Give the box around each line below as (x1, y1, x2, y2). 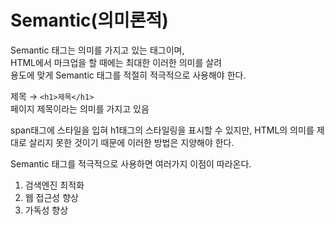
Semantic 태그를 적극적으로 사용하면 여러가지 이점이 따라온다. (10, 157, 252, 170)
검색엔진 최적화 (24, 179, 85, 191)
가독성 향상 (24, 204, 69, 216)
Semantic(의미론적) (10, 9, 169, 32)
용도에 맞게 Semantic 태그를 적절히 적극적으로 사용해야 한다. (10, 69, 247, 81)
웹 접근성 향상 (24, 191, 79, 203)
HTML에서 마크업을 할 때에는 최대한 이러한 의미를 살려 (10, 56, 223, 68)
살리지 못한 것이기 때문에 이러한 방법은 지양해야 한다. (28, 136, 235, 148)
